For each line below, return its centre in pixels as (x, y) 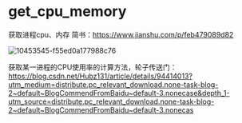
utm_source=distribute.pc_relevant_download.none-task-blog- (111, 101)
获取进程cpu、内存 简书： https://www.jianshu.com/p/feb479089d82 (121, 34)
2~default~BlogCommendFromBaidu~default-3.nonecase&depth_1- (119, 93)
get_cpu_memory (67, 12)
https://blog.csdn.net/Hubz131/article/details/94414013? (101, 76)
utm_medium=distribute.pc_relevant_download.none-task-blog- (113, 84)
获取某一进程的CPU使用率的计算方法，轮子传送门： (93, 67)
